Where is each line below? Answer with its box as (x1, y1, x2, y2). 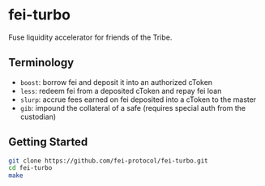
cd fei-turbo (8, 164, 53, 172)
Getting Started (8, 135, 88, 149)
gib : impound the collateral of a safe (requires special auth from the (19, 103, 246, 112)
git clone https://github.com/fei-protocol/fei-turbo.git (8, 156, 208, 165)
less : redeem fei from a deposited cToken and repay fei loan (19, 86, 222, 95)
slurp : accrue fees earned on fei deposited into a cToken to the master (19, 95, 257, 104)
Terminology (8, 56, 75, 70)
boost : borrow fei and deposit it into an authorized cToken (19, 77, 213, 87)
